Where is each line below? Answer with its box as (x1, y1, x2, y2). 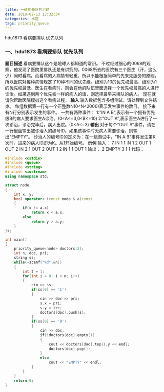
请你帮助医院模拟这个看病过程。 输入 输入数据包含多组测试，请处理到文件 (5, 97, 153, 103)
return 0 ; (14, 378, 34, 383)
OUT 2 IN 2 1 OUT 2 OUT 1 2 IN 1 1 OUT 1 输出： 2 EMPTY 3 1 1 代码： (5, 146, 144, 152)
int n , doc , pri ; (14, 251, 49, 256)
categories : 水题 (5, 16, 39, 21)
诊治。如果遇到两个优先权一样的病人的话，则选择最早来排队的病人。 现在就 (5, 91, 156, 97)
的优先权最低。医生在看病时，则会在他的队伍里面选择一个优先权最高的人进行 (5, 85, 159, 91)
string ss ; (14, 255, 36, 260)
